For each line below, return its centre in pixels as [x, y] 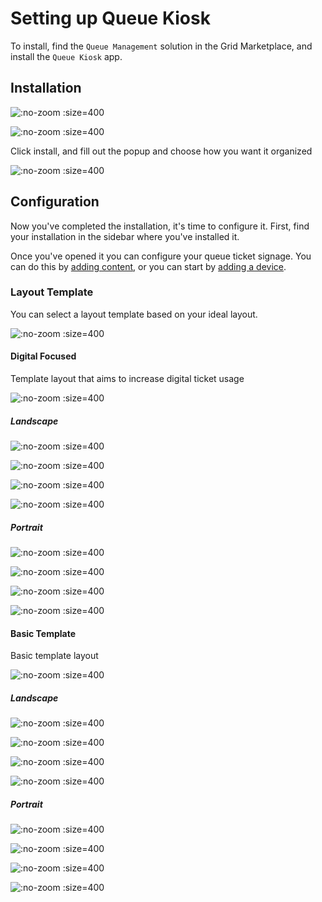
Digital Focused [43, 356]
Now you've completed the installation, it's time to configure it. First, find [160, 226]
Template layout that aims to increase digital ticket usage [127, 379]
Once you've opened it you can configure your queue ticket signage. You [161, 256]
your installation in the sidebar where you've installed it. [125, 236]
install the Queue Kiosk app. [66, 56]
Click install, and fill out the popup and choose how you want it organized [161, 151]
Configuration [55, 202]
